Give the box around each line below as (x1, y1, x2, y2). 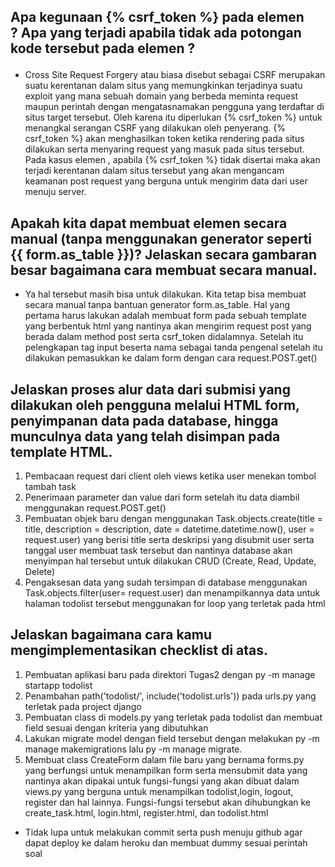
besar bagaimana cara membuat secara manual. (10, 261, 318, 279)
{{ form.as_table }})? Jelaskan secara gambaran (10, 246, 318, 263)
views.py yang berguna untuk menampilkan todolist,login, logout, (24, 785, 294, 797)
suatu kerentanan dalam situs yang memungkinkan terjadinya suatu (24, 80, 303, 92)
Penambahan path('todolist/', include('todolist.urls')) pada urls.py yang (24, 690, 317, 702)
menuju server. (24, 186, 87, 198)
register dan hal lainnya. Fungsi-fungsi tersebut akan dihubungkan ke (24, 796, 312, 808)
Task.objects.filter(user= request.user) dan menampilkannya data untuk (24, 587, 321, 599)
